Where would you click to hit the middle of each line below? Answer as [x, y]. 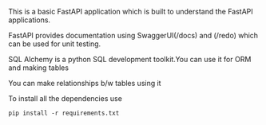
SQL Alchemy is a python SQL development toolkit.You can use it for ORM [130, 59]
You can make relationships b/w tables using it [85, 83]
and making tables [39, 68]
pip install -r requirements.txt [64, 113]
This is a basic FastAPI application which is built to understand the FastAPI [131, 12]
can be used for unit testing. [55, 44]
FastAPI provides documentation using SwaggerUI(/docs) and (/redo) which [133, 35]
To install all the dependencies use [65, 98]
